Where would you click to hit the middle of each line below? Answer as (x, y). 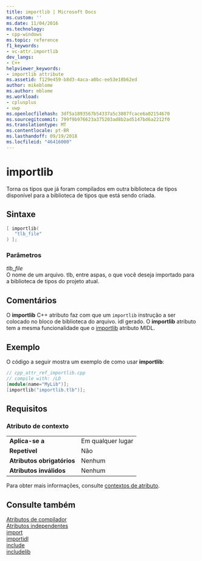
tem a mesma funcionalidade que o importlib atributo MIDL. (81, 328)
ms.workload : (23, 97)
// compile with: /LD (34, 378)
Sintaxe (21, 214)
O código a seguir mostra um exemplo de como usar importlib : (85, 362)
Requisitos (27, 409)
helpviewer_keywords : (34, 68)
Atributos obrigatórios (42, 461)
